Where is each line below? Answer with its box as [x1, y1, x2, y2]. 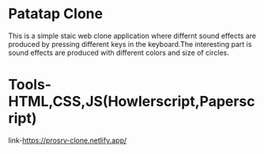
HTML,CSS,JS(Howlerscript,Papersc [8, 93, 255, 111]
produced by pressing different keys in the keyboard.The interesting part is [8, 39, 252, 48]
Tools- [8, 76, 52, 94]
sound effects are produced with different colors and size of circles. [8, 48, 229, 57]
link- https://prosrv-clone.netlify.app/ [8, 136, 127, 145]
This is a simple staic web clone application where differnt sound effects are [8, 31, 257, 40]
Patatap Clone [8, 5, 104, 23]
